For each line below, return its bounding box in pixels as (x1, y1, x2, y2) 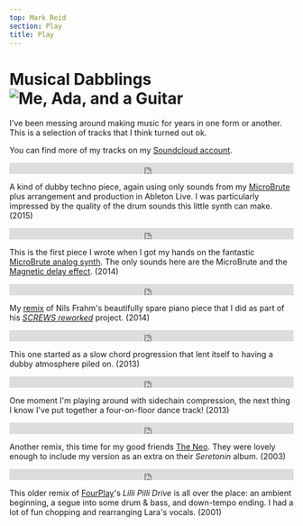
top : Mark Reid (9, 13, 67, 23)
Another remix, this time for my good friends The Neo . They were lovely (9, 441, 276, 452)
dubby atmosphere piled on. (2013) (9, 358, 140, 370)
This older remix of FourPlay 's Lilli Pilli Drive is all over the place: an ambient (9, 488, 291, 499)
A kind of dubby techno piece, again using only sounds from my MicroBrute (9, 181, 290, 192)
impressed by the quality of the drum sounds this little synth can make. (9, 200, 273, 212)
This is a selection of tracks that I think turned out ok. (9, 127, 207, 138)
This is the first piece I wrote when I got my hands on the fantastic (9, 247, 255, 258)
